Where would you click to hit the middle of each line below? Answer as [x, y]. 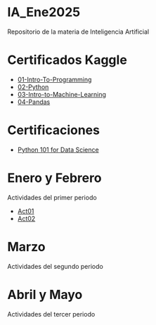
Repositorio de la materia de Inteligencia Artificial [78, 32]
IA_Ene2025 [44, 12]
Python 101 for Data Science [58, 150]
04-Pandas [34, 102]
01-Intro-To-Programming [54, 79]
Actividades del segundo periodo [55, 266]
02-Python [33, 87]
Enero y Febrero [54, 178]
